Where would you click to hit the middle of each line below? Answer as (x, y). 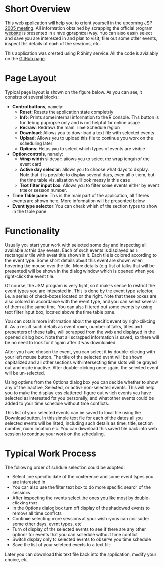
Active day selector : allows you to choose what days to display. (84, 169)
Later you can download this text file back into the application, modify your (81, 554)
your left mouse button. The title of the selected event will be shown (74, 357)
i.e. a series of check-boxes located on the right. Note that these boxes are (81, 296)
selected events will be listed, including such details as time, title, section (79, 423)
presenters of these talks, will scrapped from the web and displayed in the (80, 332)
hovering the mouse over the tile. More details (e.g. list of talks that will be (80, 266)
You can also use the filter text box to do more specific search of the (82, 487)
